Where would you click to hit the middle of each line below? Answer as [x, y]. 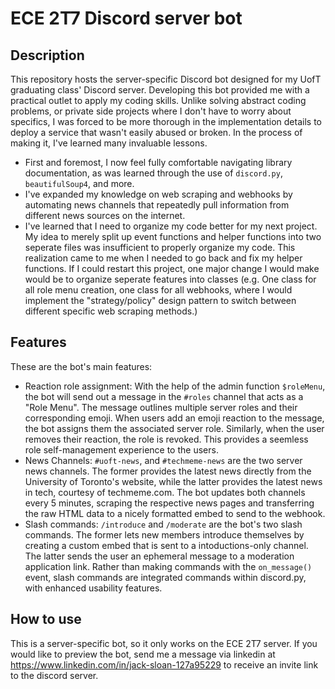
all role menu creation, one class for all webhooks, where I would [158, 290]
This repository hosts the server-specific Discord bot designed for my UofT [166, 79]
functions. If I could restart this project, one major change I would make [172, 268]
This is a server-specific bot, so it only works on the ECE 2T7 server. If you [164, 643]
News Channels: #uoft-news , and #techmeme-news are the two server [163, 460]
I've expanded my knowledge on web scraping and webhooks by [158, 194]
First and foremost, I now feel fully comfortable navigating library [158, 162]
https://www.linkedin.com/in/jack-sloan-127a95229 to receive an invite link [164, 664]
